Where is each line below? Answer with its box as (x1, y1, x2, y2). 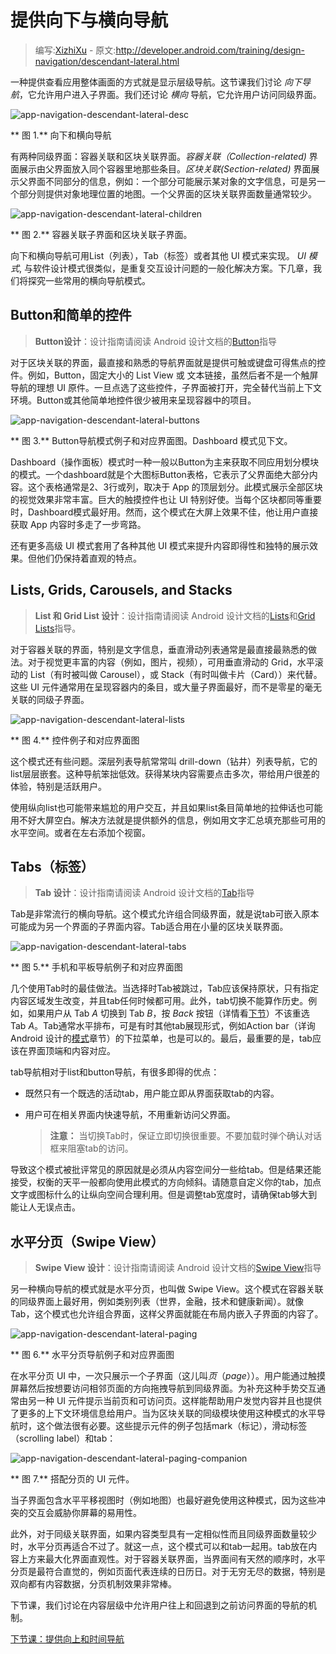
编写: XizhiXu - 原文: (34, 44, 117, 56)
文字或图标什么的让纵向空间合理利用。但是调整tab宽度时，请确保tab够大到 (10, 1189, 318, 1201)
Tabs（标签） (10, 858, 95, 875)
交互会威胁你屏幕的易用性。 (27, 1507, 142, 1519)
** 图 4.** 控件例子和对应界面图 (10, 734, 140, 746)
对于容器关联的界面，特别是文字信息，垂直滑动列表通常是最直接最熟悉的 (10, 643, 308, 655)
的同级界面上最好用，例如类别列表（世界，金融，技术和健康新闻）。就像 (10, 1296, 304, 1308)
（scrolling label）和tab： (10, 1432, 117, 1445)
